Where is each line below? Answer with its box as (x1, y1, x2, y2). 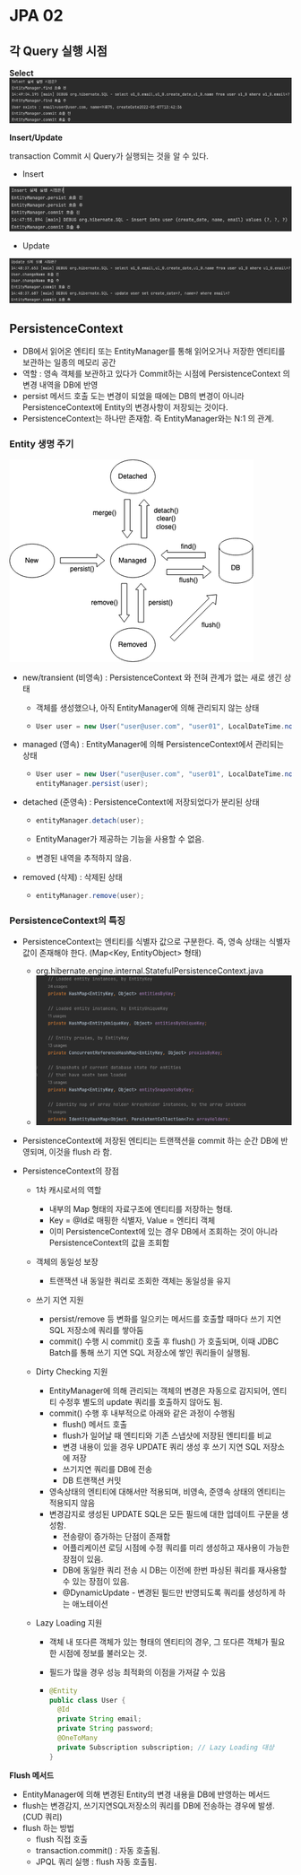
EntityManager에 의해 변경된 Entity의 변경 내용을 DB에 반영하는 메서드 (21, 1789, 271, 1800)
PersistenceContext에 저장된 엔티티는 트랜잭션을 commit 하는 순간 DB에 (21, 1135, 279, 1146)
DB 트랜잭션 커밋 (62, 1475, 122, 1486)
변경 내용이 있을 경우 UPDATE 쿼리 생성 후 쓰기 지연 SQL (62, 1441, 262, 1452)
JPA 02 (9, 5, 64, 26)
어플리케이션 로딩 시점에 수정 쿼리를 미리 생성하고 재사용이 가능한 (62, 1542, 290, 1553)
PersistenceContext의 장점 (21, 1165, 119, 1176)
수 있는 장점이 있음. (62, 1575, 130, 1586)
